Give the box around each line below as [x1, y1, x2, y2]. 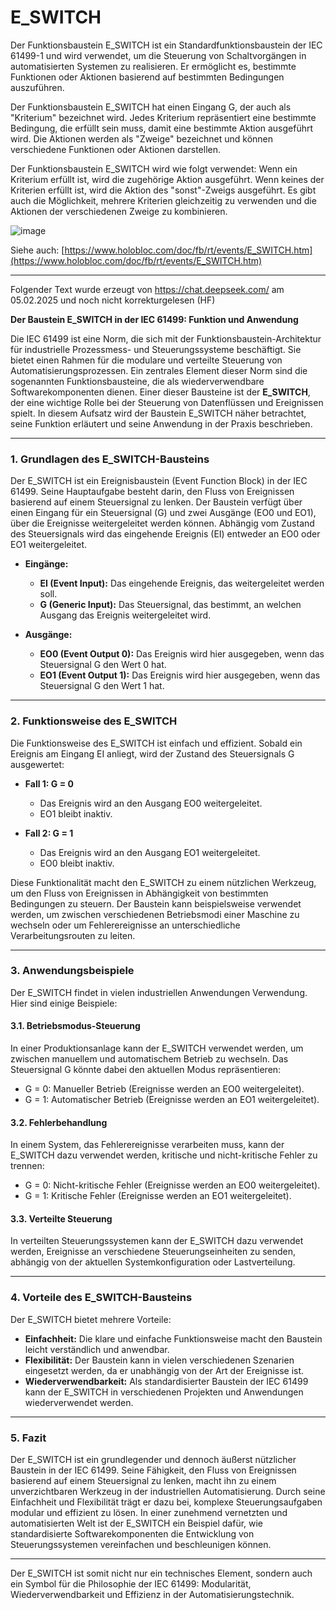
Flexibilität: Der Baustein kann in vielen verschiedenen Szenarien [24, 1354, 295, 1366]
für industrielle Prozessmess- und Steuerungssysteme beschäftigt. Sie [10, 343, 302, 355]
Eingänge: [24, 558, 69, 570]
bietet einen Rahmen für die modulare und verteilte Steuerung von [10, 354, 283, 366]
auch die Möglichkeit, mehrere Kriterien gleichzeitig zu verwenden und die [10, 194, 317, 206]
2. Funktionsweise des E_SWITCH [10, 714, 178, 728]
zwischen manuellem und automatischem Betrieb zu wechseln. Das [10, 1053, 289, 1065]
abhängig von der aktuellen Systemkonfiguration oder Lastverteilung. [10, 1256, 296, 1268]
